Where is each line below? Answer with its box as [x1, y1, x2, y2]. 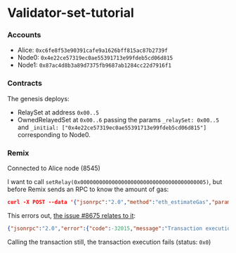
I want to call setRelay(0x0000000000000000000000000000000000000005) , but [7, 178, 223, 186]
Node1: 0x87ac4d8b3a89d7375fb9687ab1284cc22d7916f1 [17, 61, 172, 70]
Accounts [7, 30, 41, 40]
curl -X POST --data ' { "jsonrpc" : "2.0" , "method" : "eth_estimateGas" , [7, 199, 212, 206]
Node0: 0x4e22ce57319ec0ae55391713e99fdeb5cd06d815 [17, 53, 173, 62]
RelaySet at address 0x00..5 [17, 108, 100, 117]
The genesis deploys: [7, 94, 70, 103]
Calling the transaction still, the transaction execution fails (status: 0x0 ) [7, 238, 211, 246]
